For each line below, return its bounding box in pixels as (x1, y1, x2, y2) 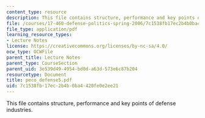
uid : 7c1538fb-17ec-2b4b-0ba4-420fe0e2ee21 (6, 83, 119, 89)
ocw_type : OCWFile (6, 49, 53, 55)
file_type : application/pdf (6, 26, 78, 32)
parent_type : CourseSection (6, 60, 78, 66)
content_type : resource (6, 9, 67, 15)
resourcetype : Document (6, 72, 67, 78)
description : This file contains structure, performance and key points (6, 15, 195, 21)
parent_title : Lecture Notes (6, 54, 81, 61)
